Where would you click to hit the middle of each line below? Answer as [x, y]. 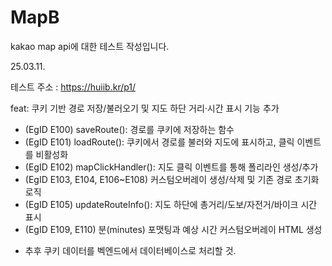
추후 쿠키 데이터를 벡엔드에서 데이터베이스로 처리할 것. [130, 250]
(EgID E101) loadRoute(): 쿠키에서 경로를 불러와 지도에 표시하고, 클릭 [159, 142]
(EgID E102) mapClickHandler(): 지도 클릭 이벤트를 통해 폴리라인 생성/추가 [171, 167]
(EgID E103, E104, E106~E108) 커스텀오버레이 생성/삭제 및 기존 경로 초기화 [172, 179]
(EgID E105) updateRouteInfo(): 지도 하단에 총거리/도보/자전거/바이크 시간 [171, 204]
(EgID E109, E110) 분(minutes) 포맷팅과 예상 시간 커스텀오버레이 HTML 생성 [173, 229]
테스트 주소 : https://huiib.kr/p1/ [73, 87]
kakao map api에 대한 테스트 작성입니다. [90, 46]
